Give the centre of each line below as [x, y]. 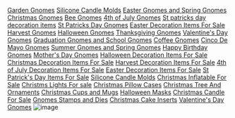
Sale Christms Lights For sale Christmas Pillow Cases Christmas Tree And [114, 85]
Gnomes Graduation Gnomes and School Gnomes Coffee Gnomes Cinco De [117, 40]
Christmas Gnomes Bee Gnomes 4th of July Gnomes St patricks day [107, 18]
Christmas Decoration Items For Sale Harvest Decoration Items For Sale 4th [117, 62]
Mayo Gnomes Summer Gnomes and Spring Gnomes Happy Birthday [108, 47]
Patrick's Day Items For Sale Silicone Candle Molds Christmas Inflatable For [117, 77]
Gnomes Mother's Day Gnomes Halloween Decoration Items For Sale [108, 55]
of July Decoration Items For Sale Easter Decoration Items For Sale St [108, 70]
